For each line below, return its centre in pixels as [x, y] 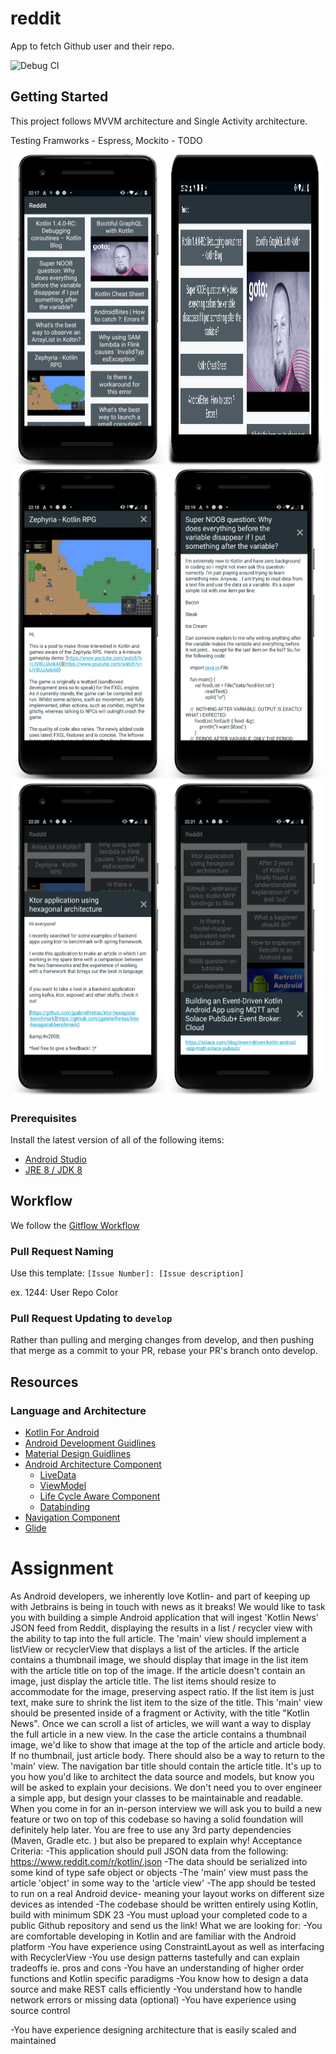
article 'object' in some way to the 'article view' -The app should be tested [163, 1883]
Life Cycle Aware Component [100, 1496]
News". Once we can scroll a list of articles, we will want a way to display [161, 1724]
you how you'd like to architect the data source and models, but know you [162, 1777]
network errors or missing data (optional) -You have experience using [153, 2000]
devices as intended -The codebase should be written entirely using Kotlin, [164, 1904]
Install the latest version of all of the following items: [117, 1140]
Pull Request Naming [62, 1251]
